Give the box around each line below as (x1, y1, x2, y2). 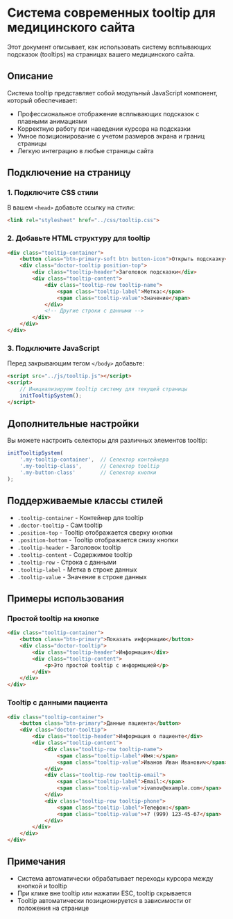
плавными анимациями (17, 117, 87, 125)
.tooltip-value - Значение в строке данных (17, 572, 147, 581)
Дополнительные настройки (7, 418, 139, 430)
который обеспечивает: (7, 96, 78, 104)
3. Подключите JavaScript (7, 343, 100, 353)
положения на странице (17, 904, 89, 912)
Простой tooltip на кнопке (7, 613, 99, 623)
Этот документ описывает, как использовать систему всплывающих (7, 42, 212, 51)
